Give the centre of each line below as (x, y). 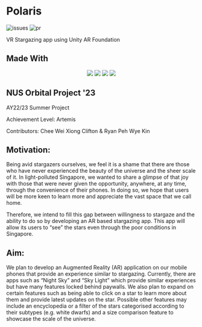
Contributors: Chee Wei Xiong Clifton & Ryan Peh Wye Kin (78, 131)
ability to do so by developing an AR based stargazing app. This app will (96, 221)
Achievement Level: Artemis (41, 119)
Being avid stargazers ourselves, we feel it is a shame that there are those (98, 164)
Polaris (24, 11)
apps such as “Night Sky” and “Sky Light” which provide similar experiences (101, 280)
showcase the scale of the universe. (51, 319)
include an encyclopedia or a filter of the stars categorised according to (95, 306)
